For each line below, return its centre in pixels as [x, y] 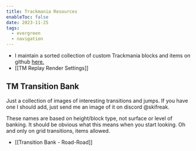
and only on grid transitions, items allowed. [58, 130]
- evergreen [26, 33]
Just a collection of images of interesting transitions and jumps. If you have [97, 100]
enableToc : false [27, 17]
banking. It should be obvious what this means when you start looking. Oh [96, 125]
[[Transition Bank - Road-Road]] [54, 142]
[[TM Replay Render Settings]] [52, 68]
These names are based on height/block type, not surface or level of [89, 118]
